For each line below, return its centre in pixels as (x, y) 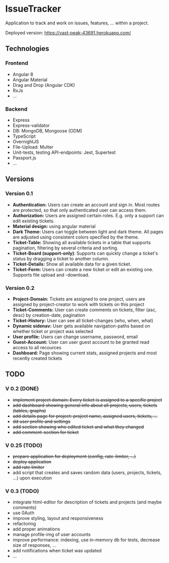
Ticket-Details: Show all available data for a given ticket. (72, 264)
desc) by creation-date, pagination (49, 315)
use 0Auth (23, 513)
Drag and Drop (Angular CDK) (44, 85)
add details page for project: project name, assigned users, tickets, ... (85, 416)
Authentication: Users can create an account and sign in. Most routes (86, 205)
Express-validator (31, 125)
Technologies (27, 49)
